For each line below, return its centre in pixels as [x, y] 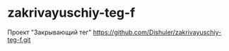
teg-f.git [19, 39]
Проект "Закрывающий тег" [49, 32]
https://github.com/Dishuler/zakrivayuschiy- [157, 32]
